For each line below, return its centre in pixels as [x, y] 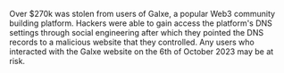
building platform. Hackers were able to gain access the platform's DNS [141, 23]
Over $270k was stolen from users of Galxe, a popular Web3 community [142, 14]
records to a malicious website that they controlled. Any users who [132, 42]
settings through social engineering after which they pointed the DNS [137, 32]
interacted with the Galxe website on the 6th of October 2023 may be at [142, 52]
